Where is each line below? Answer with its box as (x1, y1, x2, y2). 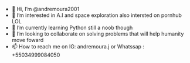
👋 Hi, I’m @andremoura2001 (11, 6, 80, 12)
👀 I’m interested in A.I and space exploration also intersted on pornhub (11, 12, 182, 19)
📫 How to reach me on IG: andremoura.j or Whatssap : (11, 43, 145, 50)
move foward (11, 37, 44, 43)
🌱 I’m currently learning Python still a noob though (11, 24, 133, 31)
